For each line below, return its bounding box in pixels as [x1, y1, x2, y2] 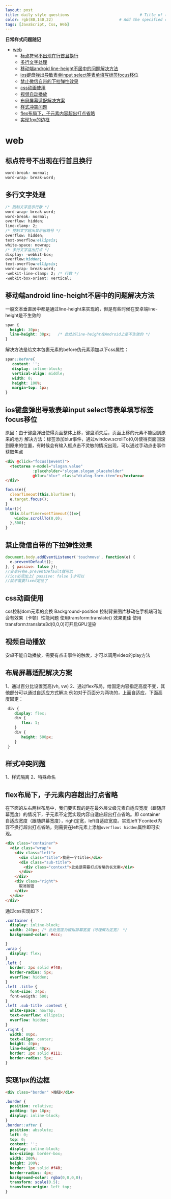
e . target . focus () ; [10, 497, 49, 502]
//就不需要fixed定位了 [5, 579, 48, 584]
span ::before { [5, 357, 36, 362]
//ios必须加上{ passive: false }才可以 [5, 573, 84, 579]
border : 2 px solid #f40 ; [10, 965, 63, 970]
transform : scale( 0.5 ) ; [10, 1180, 60, 1185]
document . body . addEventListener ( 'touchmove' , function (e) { [5, 554, 136, 560]
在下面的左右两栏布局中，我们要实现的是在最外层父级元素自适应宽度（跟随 [5, 805, 161, 811]
